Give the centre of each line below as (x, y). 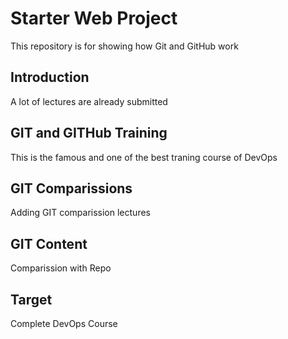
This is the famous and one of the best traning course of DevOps (144, 157)
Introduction (50, 77)
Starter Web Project (94, 18)
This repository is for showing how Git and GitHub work (124, 46)
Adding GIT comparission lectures (80, 213)
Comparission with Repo (61, 268)
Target (31, 299)
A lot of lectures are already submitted (89, 101)
